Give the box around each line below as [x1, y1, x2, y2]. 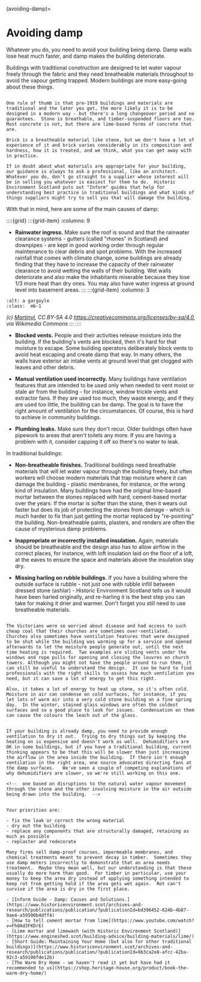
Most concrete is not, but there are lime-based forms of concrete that [6, 121, 192, 127]
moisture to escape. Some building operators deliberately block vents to [14, 344, 193, 351]
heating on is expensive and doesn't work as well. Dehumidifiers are [6, 738, 189, 744]
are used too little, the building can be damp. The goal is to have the [14, 400, 184, 408]
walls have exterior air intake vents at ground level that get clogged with [14, 357, 193, 364]
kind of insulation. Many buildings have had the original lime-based [14, 486, 181, 494]
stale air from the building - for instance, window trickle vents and [14, 388, 178, 395]
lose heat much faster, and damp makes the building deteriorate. [6, 52, 166, 60]
